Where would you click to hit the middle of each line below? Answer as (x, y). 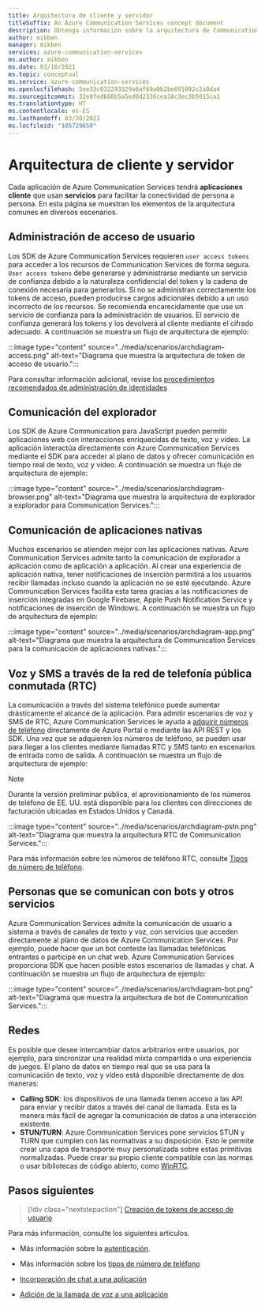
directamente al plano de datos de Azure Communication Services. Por (123, 940)
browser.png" (30, 497)
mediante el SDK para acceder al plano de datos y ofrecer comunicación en (131, 456)
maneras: (24, 1083)
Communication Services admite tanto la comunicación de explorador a (124, 557)
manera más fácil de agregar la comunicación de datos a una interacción (138, 1115)
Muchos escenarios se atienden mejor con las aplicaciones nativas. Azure (129, 550)
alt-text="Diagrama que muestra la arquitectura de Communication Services (132, 640)
